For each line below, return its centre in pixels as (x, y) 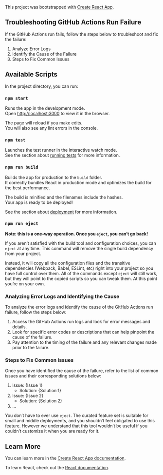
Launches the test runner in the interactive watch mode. (61, 150)
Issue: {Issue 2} (28, 396)
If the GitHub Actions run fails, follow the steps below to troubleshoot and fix (81, 34)
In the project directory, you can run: (42, 86)
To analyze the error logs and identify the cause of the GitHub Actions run (79, 307)
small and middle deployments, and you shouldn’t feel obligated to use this (80, 421)
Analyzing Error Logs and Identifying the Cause (62, 296)
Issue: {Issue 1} (27, 385)
